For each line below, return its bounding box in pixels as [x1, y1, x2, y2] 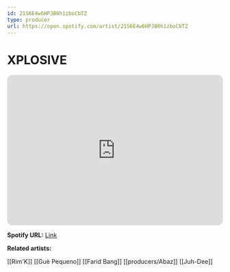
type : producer [7, 16, 51, 23]
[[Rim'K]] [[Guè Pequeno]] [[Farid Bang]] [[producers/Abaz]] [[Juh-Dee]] [7, 258, 214, 266]
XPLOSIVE [7, 52, 67, 68]
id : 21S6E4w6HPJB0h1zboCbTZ [7, 10, 88, 17]
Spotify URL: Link [7, 231, 57, 239]
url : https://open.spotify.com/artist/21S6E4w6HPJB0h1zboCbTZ [7, 23, 188, 29]
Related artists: [7, 244, 52, 253]
